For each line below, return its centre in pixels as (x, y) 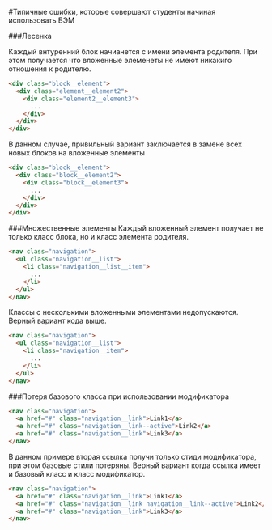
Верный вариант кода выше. (57, 321)
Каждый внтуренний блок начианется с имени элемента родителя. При (133, 51)
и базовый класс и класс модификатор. (77, 473)
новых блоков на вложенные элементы (77, 153)
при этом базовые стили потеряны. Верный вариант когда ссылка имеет (135, 465)
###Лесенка (30, 36)
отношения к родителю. (50, 69)
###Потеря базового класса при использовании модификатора (119, 396)
